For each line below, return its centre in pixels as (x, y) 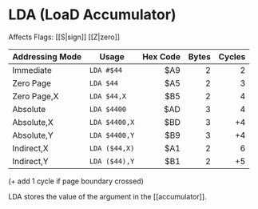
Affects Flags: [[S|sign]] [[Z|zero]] (64, 37)
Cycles (232, 56)
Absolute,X (33, 122)
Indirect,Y (31, 161)
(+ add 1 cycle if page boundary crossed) (76, 181)
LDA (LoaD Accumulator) (92, 15)
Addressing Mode (47, 56)
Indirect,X (31, 148)
